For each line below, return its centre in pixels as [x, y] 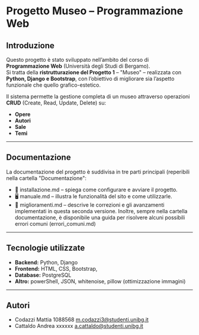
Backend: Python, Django [46, 262]
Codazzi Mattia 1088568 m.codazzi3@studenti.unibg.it [82, 320]
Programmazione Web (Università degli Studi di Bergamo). [78, 66]
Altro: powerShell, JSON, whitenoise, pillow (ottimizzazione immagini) [100, 281]
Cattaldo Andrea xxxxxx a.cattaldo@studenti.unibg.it [79, 326]
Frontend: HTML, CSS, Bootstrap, [56, 268]
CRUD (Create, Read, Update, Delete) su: [56, 103]
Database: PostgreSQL [43, 275]
